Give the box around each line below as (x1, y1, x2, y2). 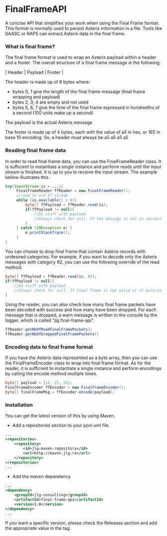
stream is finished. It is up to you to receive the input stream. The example (5, 169, 158, 175)
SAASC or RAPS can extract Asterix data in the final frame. (5, 30, 126, 36)
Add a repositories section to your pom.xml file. (12, 422, 110, 428)
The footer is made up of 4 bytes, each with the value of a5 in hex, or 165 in (5, 129, 161, 135)
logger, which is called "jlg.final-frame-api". (5, 318, 95, 324)
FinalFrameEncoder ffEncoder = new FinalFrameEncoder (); (5, 385, 126, 390)
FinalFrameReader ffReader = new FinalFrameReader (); (16, 188, 131, 193)
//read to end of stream (16, 193, 68, 198)
